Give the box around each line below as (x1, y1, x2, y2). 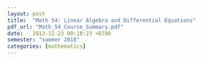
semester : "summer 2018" (7, 36, 80, 43)
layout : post (7, 10, 46, 18)
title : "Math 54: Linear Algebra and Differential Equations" (7, 17, 196, 24)
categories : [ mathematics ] (7, 43, 86, 50)
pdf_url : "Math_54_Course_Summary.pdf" (7, 23, 124, 30)
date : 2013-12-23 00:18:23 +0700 (7, 29, 112, 37)
